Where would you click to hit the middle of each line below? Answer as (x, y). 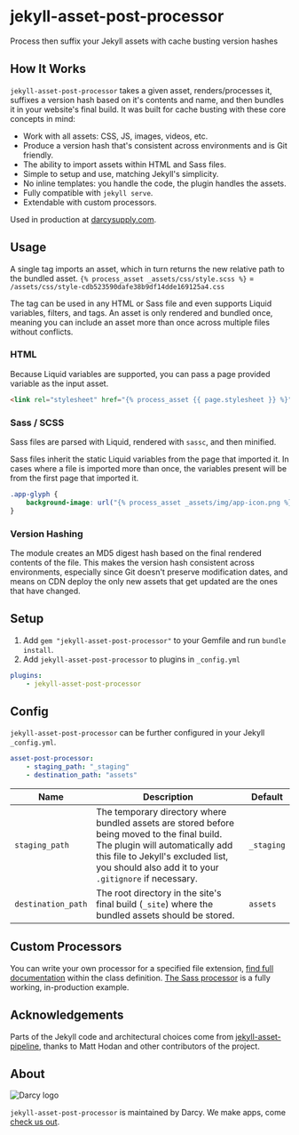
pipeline (24, 1046)
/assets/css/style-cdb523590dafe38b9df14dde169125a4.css (118, 286)
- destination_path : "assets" (82, 776)
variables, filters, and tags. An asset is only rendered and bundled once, (142, 312)
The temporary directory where (161, 811)
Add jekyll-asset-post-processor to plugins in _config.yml (131, 659)
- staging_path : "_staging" (78, 767)
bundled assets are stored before (165, 823)
